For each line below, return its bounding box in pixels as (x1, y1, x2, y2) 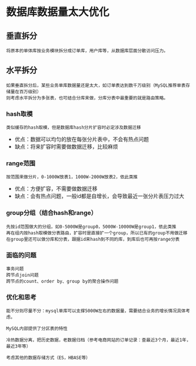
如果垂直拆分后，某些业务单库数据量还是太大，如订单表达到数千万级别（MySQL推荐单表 (6, 82, 186, 89)
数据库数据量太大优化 (6, 5, 110, 19)
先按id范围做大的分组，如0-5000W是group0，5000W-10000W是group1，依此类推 (6, 224, 177, 230)
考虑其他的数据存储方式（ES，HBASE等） (6, 355, 91, 361)
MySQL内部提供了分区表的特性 (6, 326, 68, 332)
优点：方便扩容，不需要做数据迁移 (14, 185, 98, 192)
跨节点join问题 (6, 272, 39, 278)
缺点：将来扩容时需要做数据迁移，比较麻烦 (14, 143, 118, 151)
